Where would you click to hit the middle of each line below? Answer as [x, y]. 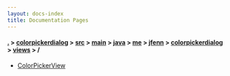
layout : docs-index [36, 14]
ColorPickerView [41, 65]
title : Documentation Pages [48, 20]
